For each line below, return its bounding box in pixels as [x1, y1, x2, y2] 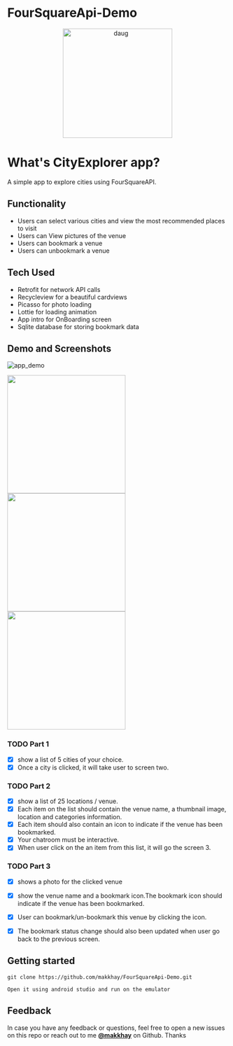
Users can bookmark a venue [17, 239, 103, 247]
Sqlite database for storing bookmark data [17, 322, 140, 330]
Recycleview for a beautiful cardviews [17, 293, 127, 301]
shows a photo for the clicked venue [17, 877, 122, 886]
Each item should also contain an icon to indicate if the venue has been [17, 821, 223, 829]
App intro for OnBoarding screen [17, 315, 112, 323]
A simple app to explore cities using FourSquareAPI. [7, 177, 157, 186]
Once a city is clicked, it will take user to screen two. [17, 763, 169, 772]
